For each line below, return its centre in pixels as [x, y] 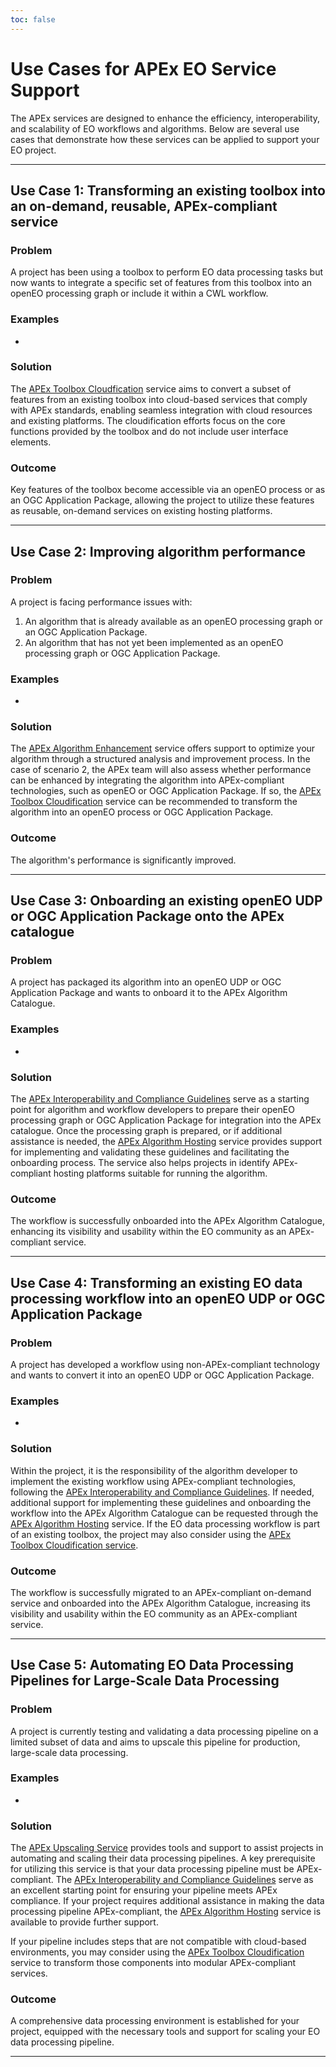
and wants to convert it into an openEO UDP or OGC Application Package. [162, 1375]
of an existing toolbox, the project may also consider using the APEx [151, 1534]
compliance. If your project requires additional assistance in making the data [167, 1901]
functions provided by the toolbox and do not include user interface [149, 431]
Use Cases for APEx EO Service [143, 68]
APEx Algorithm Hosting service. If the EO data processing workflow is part [165, 1523]
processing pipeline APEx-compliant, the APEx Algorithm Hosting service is [166, 1912]
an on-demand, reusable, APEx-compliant [144, 206]
